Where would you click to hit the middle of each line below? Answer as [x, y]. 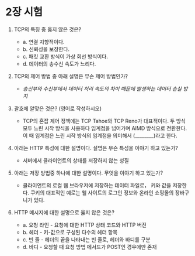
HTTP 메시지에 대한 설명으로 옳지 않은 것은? [64, 212]
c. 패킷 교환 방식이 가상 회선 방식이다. [65, 56]
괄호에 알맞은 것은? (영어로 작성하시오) [58, 108]
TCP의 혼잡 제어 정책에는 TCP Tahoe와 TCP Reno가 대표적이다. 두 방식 [104, 121]
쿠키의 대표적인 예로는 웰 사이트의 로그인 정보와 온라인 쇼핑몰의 [102, 192]
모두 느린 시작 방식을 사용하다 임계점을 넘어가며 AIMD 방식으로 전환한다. [105, 128]
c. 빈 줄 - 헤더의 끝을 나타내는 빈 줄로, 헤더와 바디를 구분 [86, 239]
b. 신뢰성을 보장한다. [46, 49]
